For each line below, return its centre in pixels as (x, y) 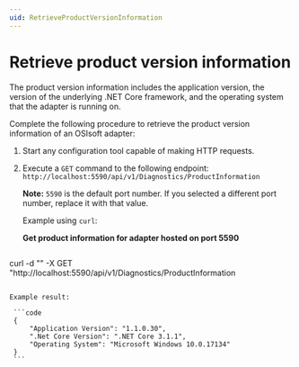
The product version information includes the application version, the (137, 87)
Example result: (40, 297)
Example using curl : (60, 220)
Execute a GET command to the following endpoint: (115, 168)
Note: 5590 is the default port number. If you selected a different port (149, 193)
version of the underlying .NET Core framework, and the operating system (147, 96)
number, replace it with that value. (85, 202)
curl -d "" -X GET (41, 263)
